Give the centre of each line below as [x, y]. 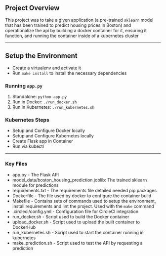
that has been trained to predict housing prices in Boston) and [68, 25]
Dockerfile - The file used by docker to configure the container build [82, 196]
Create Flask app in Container [42, 141]
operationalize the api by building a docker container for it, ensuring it [76, 30]
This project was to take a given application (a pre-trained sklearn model [79, 20]
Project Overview [32, 8]
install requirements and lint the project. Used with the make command [83, 206]
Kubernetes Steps [27, 120]
